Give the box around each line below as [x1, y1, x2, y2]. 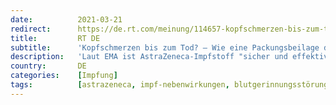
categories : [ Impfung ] [10, 71, 118, 81]
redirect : [10, 24, 52, 34]
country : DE [10, 61, 87, 71]
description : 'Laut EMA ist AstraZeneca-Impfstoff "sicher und [10, 52, 288, 62]
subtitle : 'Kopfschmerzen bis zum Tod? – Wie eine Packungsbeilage [10, 42, 320, 53]
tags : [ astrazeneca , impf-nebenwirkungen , [10, 80, 230, 90]
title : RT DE [10, 33, 101, 43]
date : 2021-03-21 [10, 14, 123, 25]
